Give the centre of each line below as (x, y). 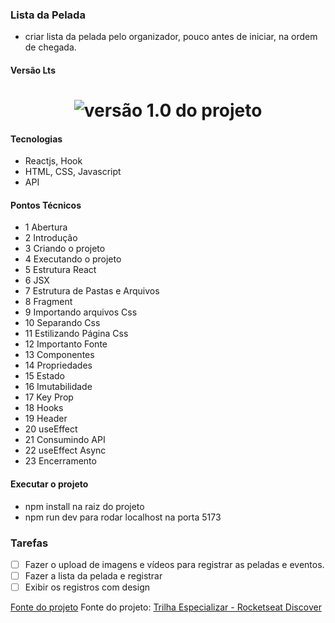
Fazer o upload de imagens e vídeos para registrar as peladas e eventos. (174, 564)
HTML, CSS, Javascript (73, 172)
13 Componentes (59, 355)
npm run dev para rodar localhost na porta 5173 (123, 517)
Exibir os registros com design (87, 587)
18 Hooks (44, 408)
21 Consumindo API (65, 440)
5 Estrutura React (60, 270)
